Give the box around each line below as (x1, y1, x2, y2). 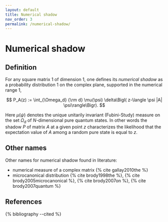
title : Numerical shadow (5, 12, 57, 17)
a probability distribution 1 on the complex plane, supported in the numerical (5, 82, 162, 88)
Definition (5, 63, 37, 71)
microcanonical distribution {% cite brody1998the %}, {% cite (12, 172, 140, 178)
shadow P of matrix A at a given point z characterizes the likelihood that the (5, 124, 161, 130)
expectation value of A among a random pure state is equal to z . (5, 129, 138, 135)
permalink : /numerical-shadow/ (5, 21, 71, 27)
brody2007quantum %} (12, 183, 61, 189)
